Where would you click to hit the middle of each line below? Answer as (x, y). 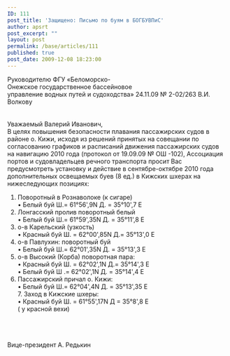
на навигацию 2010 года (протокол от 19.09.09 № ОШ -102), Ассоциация (115, 153)
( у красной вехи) (43, 308)
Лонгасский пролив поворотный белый (76, 212)
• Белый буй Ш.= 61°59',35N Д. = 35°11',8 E (81, 219)
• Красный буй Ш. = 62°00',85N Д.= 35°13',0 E (86, 234)
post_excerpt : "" (33, 33)
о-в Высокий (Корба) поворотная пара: (76, 256)
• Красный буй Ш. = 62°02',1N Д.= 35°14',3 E (83, 264)
